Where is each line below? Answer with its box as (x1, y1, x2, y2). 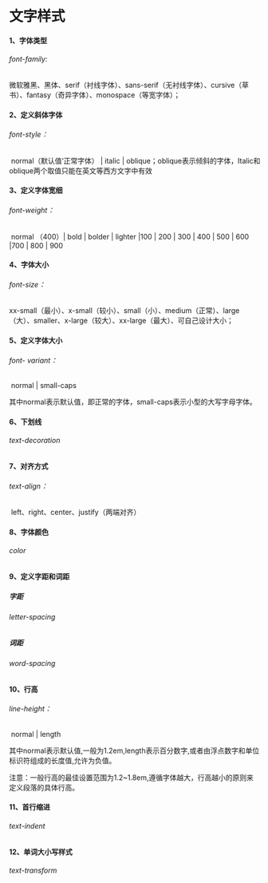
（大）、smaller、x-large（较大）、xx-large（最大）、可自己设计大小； (9, 316, 234, 326)
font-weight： (9, 205, 55, 215)
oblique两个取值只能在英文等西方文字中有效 (9, 165, 152, 176)
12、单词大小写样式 (9, 847, 73, 857)
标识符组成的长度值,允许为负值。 (9, 755, 116, 765)
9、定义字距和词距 (9, 572, 70, 581)
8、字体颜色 (9, 527, 49, 537)
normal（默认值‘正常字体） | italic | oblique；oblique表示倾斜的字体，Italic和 (10, 156, 261, 165)
